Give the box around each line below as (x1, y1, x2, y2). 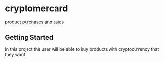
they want (5, 51, 26, 57)
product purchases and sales (5, 19, 64, 25)
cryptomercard (5, 3, 68, 14)
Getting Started (5, 33, 54, 41)
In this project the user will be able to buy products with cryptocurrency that (5, 46, 159, 52)
